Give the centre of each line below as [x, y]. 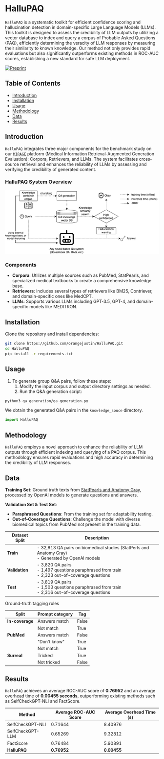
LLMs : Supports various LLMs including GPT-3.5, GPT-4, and [73, 301]
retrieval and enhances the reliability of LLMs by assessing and [83, 164]
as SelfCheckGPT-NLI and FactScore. [43, 701]
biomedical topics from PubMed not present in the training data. [76, 524]
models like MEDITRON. [53, 307]
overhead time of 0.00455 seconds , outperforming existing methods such [80, 696]
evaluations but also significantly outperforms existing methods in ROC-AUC [82, 53]
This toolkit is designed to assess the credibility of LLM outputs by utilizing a [82, 32]
